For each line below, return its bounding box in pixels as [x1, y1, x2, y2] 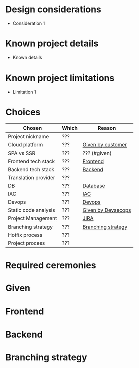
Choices [5, 107, 41, 118]
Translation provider [8, 174, 55, 181]
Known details [12, 54, 42, 60]
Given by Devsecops [82, 206, 131, 213]
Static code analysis [8, 206, 55, 213]
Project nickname [8, 133, 49, 140]
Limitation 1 [12, 89, 36, 95]
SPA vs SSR [8, 150, 36, 157]
